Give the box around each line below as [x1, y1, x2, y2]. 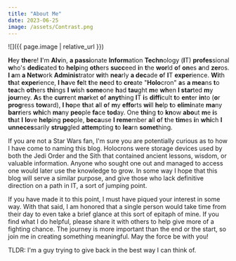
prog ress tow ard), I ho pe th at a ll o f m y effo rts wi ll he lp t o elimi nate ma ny [8, 101, 223, 109]
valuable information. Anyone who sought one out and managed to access [8, 159, 223, 168]
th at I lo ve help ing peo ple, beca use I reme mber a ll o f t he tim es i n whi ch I [8, 116, 223, 124]
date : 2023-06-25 [8, 17, 59, 24]
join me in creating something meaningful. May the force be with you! [8, 232, 209, 241]
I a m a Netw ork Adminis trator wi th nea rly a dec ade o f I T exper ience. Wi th [8, 71, 225, 79]
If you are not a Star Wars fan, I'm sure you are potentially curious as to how [8, 137, 228, 145]
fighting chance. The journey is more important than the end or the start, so [8, 225, 227, 234]
